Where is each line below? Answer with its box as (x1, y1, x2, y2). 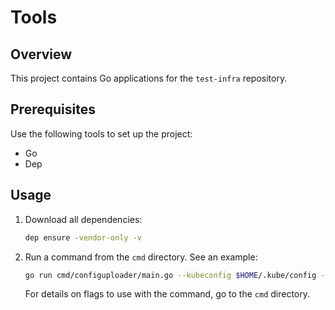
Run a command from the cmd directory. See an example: (24, 251, 258, 263)
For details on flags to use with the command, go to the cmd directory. (24, 288, 311, 300)
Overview (10, 46, 73, 63)
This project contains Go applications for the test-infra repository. (10, 72, 288, 84)
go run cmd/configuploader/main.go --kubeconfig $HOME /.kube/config (24, 270, 317, 280)
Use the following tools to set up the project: (10, 127, 193, 140)
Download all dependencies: (24, 213, 143, 225)
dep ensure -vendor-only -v (24, 232, 142, 243)
